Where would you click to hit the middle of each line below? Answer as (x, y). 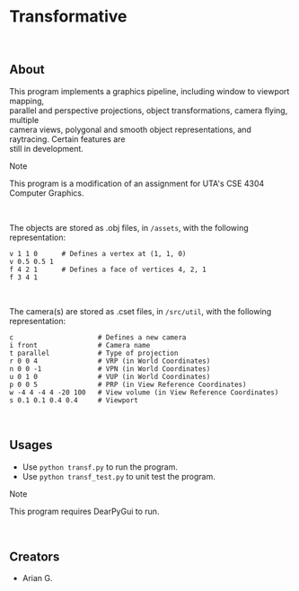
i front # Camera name (80, 345)
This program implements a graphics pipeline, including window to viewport (149, 91)
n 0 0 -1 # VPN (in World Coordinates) (110, 369)
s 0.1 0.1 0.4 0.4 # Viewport (74, 400)
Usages (31, 445)
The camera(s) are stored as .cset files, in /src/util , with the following (141, 311)
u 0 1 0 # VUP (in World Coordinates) (110, 376)
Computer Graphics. (47, 193)
